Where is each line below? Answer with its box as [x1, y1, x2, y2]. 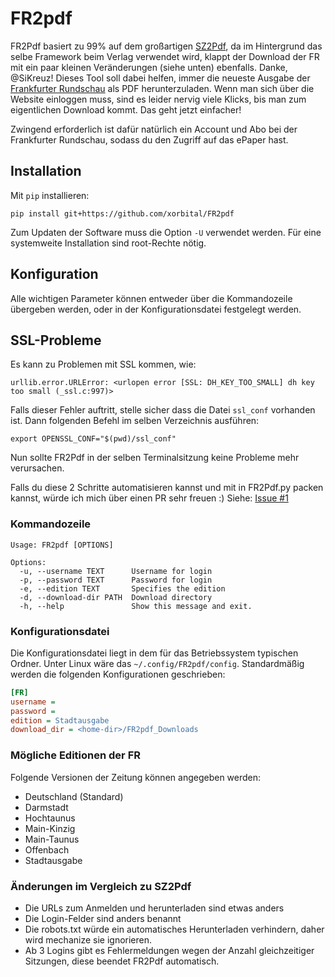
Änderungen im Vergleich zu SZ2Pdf [10, 879, 192, 893]
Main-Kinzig [24, 822, 76, 834]
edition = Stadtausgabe [10, 715, 110, 726]
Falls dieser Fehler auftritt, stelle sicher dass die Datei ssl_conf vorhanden [10, 404, 316, 416]
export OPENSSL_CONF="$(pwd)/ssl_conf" [10, 434, 177, 444]
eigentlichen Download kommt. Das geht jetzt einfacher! [10, 103, 242, 116]
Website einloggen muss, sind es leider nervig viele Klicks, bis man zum [10, 93, 307, 105]
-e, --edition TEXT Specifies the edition [19, 583, 226, 594]
